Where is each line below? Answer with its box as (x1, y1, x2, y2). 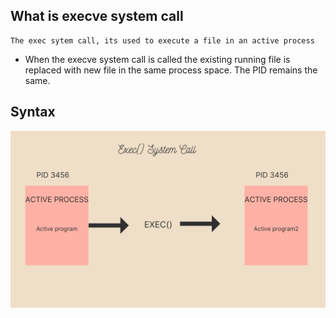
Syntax (10, 104, 56, 121)
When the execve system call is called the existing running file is (24, 53, 291, 65)
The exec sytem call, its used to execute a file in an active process (10, 35, 315, 46)
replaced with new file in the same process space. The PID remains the (24, 64, 318, 76)
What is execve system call (10, 8, 184, 25)
